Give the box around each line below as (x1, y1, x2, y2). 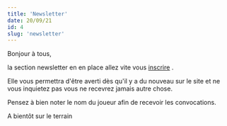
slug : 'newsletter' (7, 30, 65, 38)
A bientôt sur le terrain (7, 112, 73, 120)
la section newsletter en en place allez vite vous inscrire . (7, 63, 174, 71)
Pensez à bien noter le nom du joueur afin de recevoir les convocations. (7, 98, 217, 107)
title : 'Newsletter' (7, 10, 69, 18)
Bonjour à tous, (7, 50, 52, 58)
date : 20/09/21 (7, 17, 52, 24)
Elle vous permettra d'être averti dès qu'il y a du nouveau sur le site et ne (7, 77, 221, 86)
